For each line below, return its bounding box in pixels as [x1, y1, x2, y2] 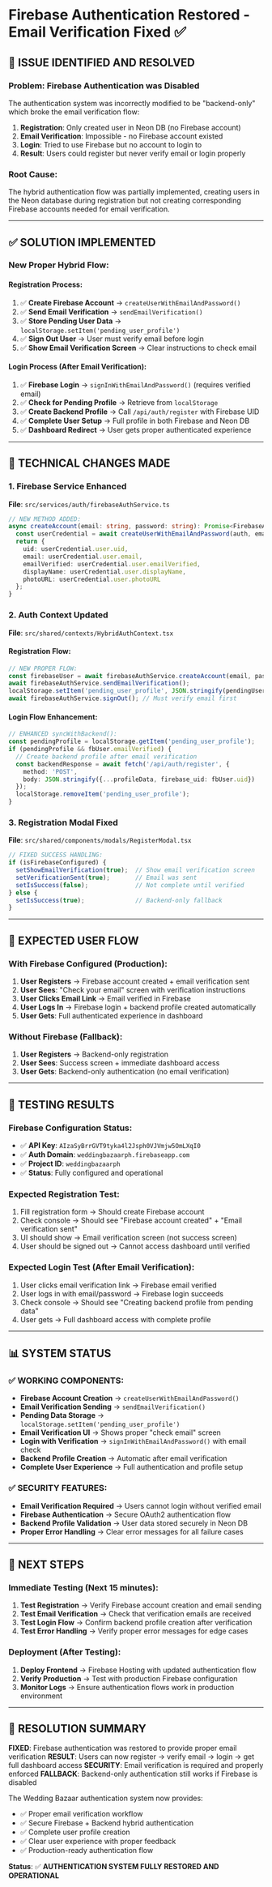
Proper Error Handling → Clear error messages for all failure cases [19, 1526, 244, 1536]
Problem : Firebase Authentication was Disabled [8, 79, 200, 91]
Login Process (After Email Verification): [8, 362, 147, 372]
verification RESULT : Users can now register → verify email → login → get [8, 1752, 255, 1761]
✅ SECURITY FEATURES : [8, 1483, 108, 1494]
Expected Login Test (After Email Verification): [8, 1262, 195, 1273]
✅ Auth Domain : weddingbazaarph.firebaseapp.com [19, 1150, 190, 1159]
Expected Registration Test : [8, 1189, 120, 1200]
